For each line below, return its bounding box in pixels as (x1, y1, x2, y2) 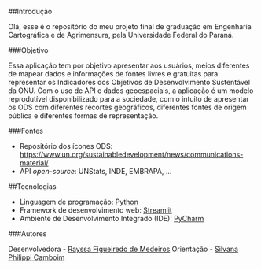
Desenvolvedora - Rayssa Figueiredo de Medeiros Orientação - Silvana (8, 244, 238, 253)
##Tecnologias (8, 182, 57, 191)
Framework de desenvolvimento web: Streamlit (19, 205, 173, 215)
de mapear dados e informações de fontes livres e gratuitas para (8, 69, 219, 78)
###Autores (8, 229, 47, 239)
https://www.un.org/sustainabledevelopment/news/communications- (19, 150, 244, 159)
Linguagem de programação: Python (19, 197, 139, 206)
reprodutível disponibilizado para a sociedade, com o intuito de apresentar (8, 94, 249, 103)
